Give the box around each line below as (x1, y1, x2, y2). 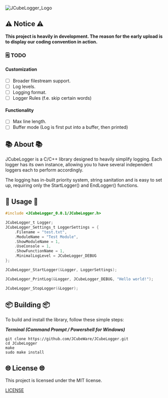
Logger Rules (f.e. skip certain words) (12, 95, 92, 101)
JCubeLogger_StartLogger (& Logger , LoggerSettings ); (5, 267, 117, 272)
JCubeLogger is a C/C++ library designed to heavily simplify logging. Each (5, 156, 162, 162)
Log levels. (12, 83, 36, 90)
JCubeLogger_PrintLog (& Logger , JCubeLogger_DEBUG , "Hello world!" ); (5, 276, 154, 281)
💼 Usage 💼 (5, 197, 38, 206)
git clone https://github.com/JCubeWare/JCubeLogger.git (5, 337, 129, 342)
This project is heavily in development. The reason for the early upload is (5, 33, 163, 39)
